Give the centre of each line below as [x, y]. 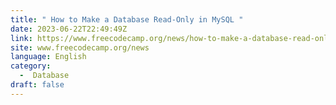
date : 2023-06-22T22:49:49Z [69, 29]
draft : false [37, 85]
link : [21, 38]
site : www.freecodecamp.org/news [80, 47]
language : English [48, 57]
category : [31, 66]
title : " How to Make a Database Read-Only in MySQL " [127, 19]
